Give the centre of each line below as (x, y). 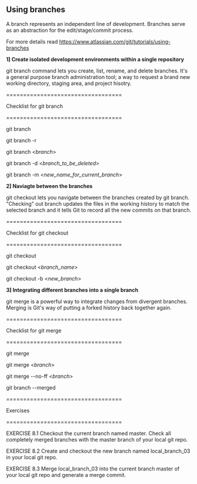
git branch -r (21, 140)
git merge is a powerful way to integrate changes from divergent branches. (97, 301)
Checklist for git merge (34, 330)
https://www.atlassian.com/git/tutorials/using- (115, 41)
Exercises (18, 410)
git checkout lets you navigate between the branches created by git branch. (98, 197)
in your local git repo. (32, 457)
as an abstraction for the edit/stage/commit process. (70, 30)
